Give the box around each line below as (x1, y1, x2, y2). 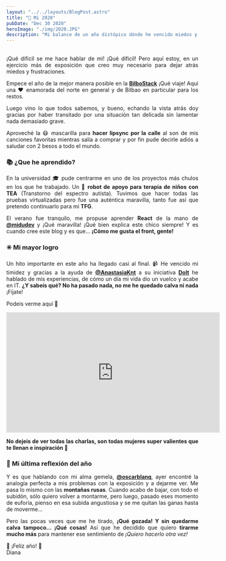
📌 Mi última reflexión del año (6, 459, 93, 468)
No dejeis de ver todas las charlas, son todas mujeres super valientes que (6, 438, 199, 445)
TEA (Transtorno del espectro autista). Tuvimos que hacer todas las (6, 190, 199, 197)
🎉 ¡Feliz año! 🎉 (6, 542, 43, 550)
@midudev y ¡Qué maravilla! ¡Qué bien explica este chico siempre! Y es (6, 221, 199, 229)
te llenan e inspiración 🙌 (6, 444, 68, 451)
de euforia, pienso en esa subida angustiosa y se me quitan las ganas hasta (6, 499, 199, 507)
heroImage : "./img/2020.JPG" (6, 26, 80, 32)
